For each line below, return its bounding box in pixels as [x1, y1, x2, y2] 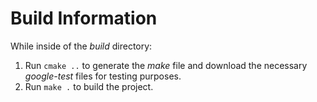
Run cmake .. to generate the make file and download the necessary [24, 59, 308, 71]
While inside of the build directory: [10, 40, 153, 52]
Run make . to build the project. [24, 80, 154, 92]
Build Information [10, 7, 158, 30]
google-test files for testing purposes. [24, 70, 182, 82]
